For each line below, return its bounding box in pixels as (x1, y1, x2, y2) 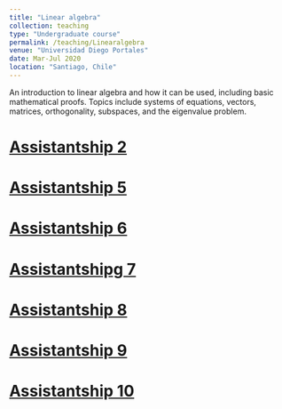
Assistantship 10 (9, 381, 135, 401)
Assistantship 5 (9, 178, 127, 198)
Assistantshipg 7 (9, 259, 137, 279)
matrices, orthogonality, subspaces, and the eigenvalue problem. (9, 106, 247, 116)
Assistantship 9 (9, 341, 128, 360)
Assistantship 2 (9, 137, 127, 157)
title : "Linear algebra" (9, 12, 101, 22)
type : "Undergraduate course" (9, 29, 121, 38)
